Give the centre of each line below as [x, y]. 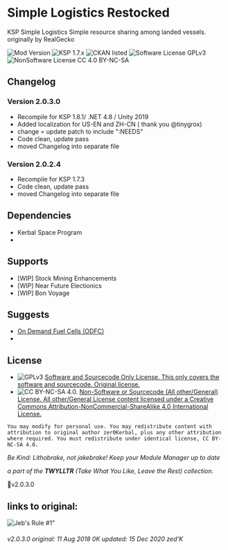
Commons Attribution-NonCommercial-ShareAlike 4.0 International [113, 407]
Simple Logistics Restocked [88, 13]
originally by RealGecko [41, 39]
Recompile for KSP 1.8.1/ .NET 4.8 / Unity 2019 [83, 116]
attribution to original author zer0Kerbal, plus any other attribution [114, 433]
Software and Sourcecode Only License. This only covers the [132, 377]
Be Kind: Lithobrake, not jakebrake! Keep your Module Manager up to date [114, 458]
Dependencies [39, 216]
